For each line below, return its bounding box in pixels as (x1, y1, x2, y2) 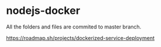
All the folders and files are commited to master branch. (6, 23, 142, 30)
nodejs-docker (6, 4, 81, 17)
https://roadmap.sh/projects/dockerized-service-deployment (6, 34, 155, 41)
